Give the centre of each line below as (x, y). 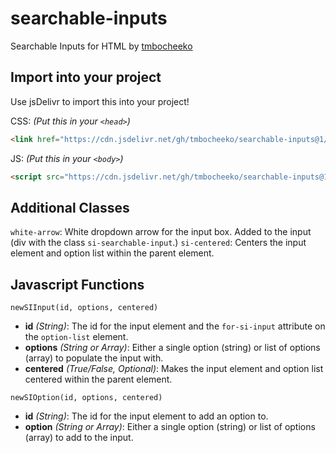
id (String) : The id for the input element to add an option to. (146, 416)
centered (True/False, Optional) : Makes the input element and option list (174, 369)
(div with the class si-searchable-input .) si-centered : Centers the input (158, 243)
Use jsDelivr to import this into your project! (100, 101)
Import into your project (86, 77)
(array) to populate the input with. (94, 358)
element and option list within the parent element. (112, 253)
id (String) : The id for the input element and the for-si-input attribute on (175, 326)
